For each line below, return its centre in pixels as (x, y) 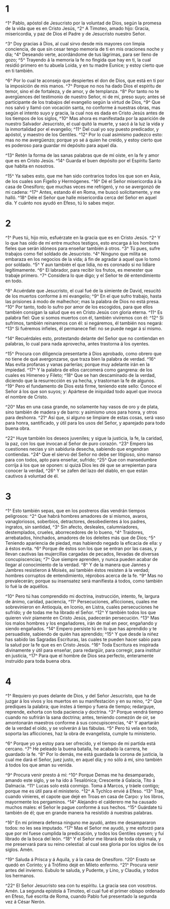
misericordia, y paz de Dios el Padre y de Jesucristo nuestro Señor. (76, 34)
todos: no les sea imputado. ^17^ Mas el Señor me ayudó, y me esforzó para (85, 828)
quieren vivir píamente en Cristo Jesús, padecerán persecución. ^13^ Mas (82, 618)
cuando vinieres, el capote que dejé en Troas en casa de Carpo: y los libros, (85, 796)
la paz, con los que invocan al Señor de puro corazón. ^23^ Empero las (79, 444)
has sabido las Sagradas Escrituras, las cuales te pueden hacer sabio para (83, 639)
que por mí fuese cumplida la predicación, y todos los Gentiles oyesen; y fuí (84, 833)
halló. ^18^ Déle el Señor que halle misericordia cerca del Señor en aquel (81, 197)
